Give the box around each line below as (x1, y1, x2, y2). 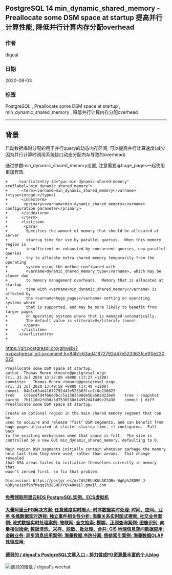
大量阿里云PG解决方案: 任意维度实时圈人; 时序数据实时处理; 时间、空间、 (5, 507, 159, 513)
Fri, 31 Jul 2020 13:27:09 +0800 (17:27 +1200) (5, 375, 109, 380)
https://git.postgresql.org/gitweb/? (5, 345, 78, 351)
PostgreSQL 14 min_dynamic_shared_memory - (5, 4, 160, 13)
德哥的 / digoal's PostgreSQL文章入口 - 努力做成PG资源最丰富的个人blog (5, 551, 159, 558)
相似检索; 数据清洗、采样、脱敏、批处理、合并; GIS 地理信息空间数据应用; (9, 526, 164, 532)
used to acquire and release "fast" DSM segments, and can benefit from (5, 420, 164, 425)
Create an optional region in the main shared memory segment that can (5, 411, 161, 416)
